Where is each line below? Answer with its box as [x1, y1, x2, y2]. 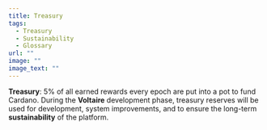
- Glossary [15, 42, 53, 50]
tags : [8, 19, 27, 27]
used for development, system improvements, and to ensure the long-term [8, 103, 257, 113]
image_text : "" [8, 65, 60, 73]
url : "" [8, 49, 35, 57]
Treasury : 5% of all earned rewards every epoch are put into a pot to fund [8, 86, 256, 96]
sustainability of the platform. [8, 112, 109, 122]
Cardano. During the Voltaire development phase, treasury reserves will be [8, 94, 259, 105]
